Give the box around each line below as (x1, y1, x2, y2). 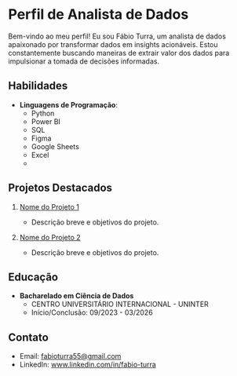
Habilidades (8, 79, 68, 93)
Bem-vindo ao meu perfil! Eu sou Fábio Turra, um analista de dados (8, 31, 226, 41)
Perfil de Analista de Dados (8, 5, 189, 24)
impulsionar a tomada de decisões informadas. (8, 57, 159, 66)
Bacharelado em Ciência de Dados (19, 291, 134, 301)
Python (31, 108, 55, 118)
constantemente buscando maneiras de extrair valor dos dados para (8, 48, 230, 57)
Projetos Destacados (8, 181, 112, 195)
